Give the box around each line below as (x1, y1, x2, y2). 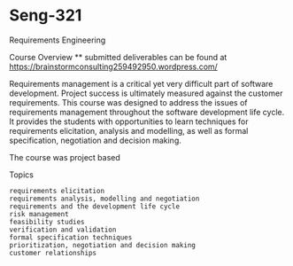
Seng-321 (9, 5, 82, 26)
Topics (9, 169, 34, 180)
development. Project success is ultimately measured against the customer (9, 88, 283, 98)
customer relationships (9, 248, 97, 257)
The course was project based (9, 152, 121, 162)
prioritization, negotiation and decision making (9, 240, 197, 249)
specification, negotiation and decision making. (9, 135, 181, 145)
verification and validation (9, 225, 117, 234)
